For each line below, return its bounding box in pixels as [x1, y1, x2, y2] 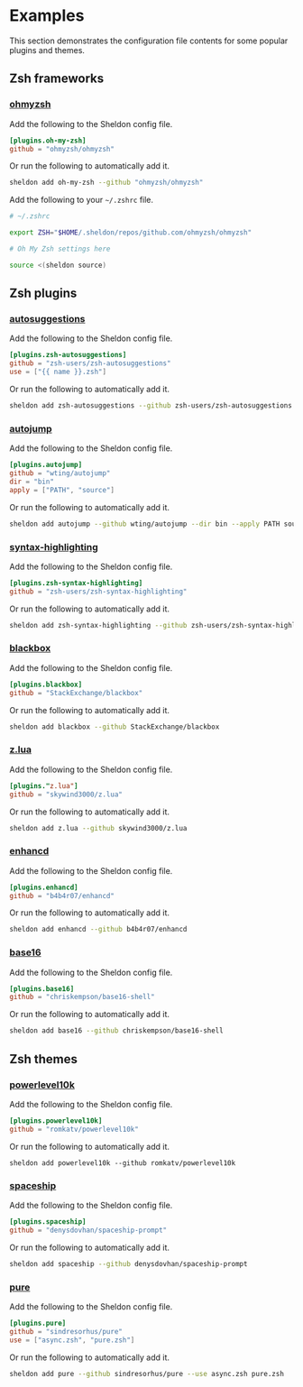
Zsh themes [9, 1052, 78, 1067]
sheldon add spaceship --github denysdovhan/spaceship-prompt [9, 1259, 248, 1268]
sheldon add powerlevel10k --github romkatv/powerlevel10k [9, 1158, 236, 1168]
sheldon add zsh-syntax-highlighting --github [9, 620, 188, 629]
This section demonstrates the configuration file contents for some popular [9, 35, 289, 46]
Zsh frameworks [9, 71, 105, 87]
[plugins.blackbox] [9, 680, 83, 689]
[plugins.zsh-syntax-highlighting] [9, 578, 143, 587]
